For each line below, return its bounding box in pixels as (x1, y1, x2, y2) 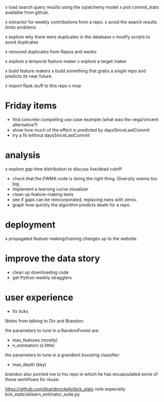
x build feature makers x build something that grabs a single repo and (5, 68, 146, 74)
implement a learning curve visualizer (12, 186, 89, 192)
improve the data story (5, 253, 100, 264)
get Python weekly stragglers (12, 274, 72, 280)
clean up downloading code (12, 269, 69, 275)
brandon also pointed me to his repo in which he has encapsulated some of (5, 371, 158, 377)
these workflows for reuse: (5, 376, 60, 382)
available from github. (5, 9, 49, 15)
